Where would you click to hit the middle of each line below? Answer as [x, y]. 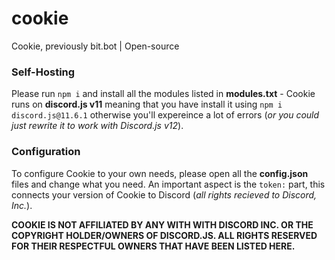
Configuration [46, 152]
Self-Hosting [43, 72]
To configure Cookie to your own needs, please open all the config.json [160, 173]
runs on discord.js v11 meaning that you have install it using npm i [147, 104]
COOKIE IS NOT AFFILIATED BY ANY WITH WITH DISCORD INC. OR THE [162, 224]
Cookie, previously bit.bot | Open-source [95, 46]
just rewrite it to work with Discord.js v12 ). [97, 126]
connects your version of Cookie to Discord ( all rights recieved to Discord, [164, 194]
